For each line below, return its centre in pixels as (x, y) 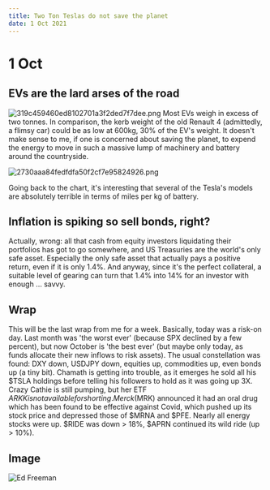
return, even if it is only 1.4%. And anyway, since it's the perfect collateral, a (135, 267)
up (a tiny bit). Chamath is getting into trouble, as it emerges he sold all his (133, 372)
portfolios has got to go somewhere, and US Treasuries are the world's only (135, 250)
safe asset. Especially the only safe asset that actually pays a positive (124, 258)
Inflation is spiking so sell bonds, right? (109, 221)
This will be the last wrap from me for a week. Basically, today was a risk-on (135, 329)
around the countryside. (49, 156)
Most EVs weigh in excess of (210, 113)
